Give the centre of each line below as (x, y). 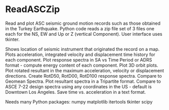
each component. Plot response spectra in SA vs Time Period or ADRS (79, 60)
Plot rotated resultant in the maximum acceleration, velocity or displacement (85, 70)
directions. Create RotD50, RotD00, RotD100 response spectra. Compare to (83, 76)
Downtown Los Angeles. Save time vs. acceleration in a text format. (76, 92)
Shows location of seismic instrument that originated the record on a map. (82, 49)
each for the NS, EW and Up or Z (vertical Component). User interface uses (84, 34)
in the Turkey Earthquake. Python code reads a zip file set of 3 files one (80, 28)
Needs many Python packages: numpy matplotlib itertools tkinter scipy (79, 101)
